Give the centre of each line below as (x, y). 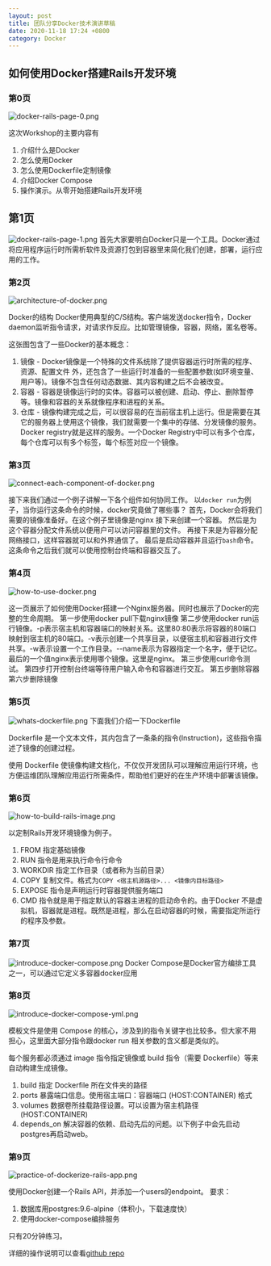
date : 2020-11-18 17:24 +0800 (59, 31)
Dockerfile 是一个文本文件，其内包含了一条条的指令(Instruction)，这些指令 (131, 738)
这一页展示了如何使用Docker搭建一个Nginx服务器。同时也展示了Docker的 (130, 608)
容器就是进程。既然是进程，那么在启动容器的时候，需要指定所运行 (151, 911)
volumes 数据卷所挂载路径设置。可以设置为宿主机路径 (109, 1105)
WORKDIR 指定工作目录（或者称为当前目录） (94, 870)
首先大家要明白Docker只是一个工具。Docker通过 (180, 239)
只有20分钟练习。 (38, 1236)
